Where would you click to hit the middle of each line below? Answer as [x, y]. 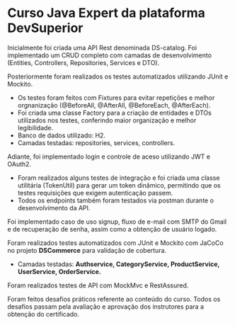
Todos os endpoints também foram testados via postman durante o [116, 200]
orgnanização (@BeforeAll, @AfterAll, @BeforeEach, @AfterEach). [114, 105]
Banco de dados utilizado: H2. [62, 135]
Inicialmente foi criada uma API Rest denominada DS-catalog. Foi [102, 47]
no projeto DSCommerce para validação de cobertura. [87, 250]
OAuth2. [19, 164]
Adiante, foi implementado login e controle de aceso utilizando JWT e [109, 156]
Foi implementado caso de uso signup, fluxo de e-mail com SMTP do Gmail [117, 222]
